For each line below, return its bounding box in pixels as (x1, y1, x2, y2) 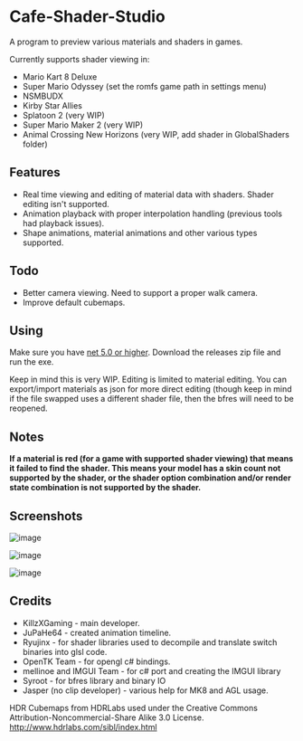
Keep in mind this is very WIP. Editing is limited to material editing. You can (9, 374, 288, 385)
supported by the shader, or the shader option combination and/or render (9, 472, 291, 483)
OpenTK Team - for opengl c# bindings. (22, 656, 171, 667)
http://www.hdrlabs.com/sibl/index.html (9, 721, 157, 732)
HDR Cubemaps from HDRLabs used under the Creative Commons (9, 702, 258, 713)
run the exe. (9, 356, 54, 367)
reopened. (9, 403, 48, 413)
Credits (9, 594, 52, 609)
